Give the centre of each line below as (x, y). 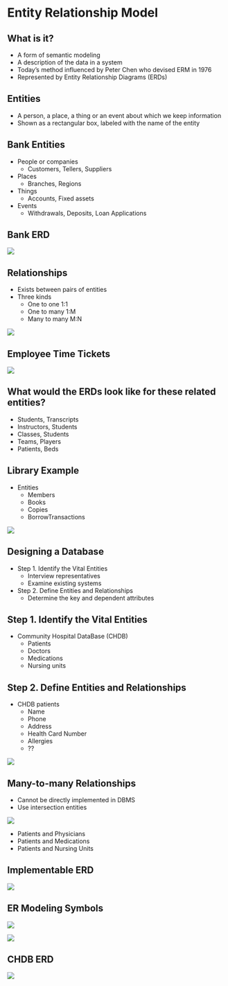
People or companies (47, 162)
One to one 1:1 (47, 304)
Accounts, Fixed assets (61, 198)
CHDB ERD (30, 959)
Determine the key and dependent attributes (91, 598)
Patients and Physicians (51, 833)
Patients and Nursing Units (55, 848)
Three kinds (34, 297)
